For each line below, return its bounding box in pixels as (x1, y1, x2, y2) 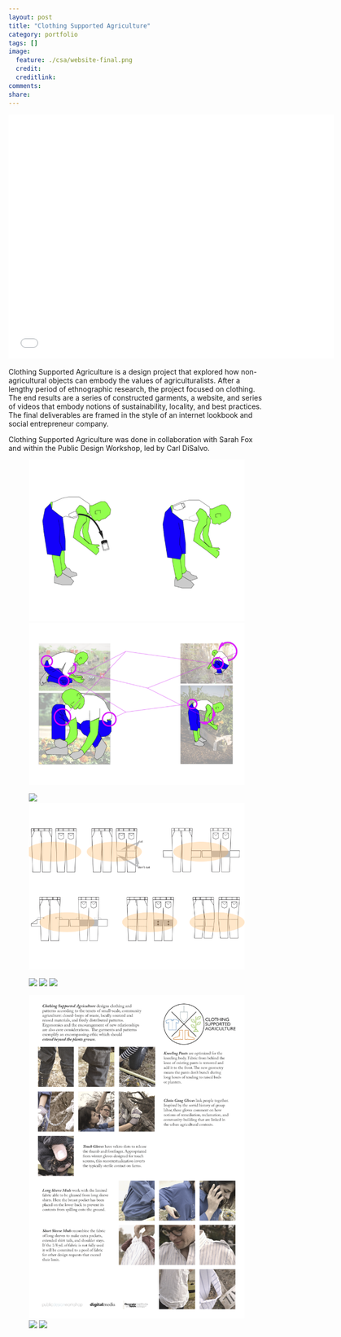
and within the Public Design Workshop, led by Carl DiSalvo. (8, 443, 210, 453)
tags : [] (8, 39, 38, 47)
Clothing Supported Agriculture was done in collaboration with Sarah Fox (8, 434, 253, 444)
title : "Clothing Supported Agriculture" (8, 21, 151, 30)
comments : (8, 81, 42, 90)
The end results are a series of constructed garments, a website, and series (8, 392, 263, 402)
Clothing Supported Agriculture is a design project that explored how (8, 366, 239, 376)
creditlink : (15, 73, 57, 81)
